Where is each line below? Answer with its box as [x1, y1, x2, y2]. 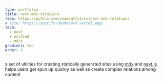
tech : [5, 25, 16, 30]
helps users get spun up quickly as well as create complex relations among [5, 66, 156, 72]
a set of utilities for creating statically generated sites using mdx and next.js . [5, 61, 159, 67]
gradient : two [5, 43, 34, 48]
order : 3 [5, 48, 23, 52]
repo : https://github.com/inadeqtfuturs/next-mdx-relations [5, 16, 130, 21]
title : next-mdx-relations [5, 12, 60, 16]
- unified [9, 34, 29, 39]
